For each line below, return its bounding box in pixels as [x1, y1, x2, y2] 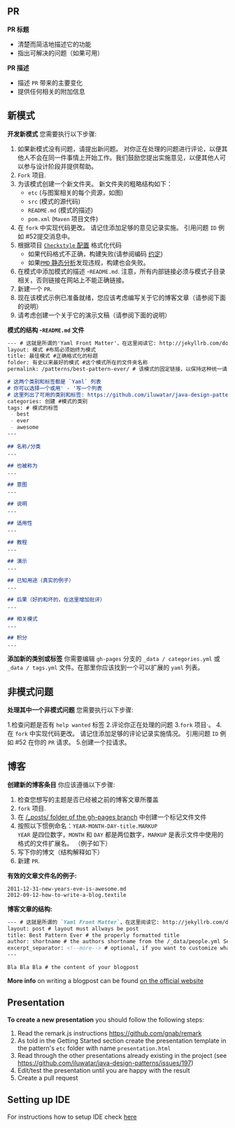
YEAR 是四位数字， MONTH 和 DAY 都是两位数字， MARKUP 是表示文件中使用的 [17, 830, 224, 839]
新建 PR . [17, 856, 41, 865]
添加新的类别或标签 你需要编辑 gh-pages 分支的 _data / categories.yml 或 [7, 655, 220, 663]
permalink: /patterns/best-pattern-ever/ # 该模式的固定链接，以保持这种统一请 [7, 365, 227, 373]
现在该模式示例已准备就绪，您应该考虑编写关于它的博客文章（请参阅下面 [17, 293, 226, 302]
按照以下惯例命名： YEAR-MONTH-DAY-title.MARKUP [17, 821, 158, 830]
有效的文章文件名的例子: [7, 871, 77, 879]
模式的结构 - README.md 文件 [7, 326, 85, 334]
